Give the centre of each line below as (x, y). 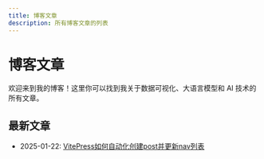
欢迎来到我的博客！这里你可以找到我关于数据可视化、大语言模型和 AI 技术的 (132, 88)
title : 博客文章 (33, 16)
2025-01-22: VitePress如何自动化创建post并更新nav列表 (112, 146)
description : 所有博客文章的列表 (59, 23)
